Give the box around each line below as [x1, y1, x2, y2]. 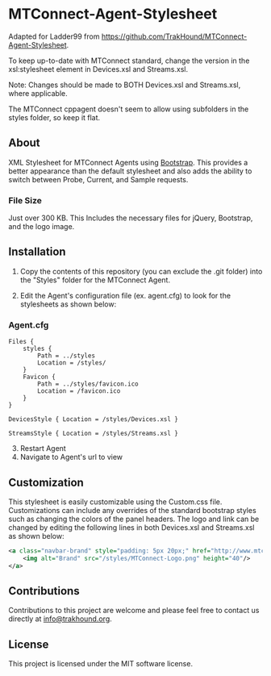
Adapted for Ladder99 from [8, 31, 100, 41]
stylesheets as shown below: [19, 299, 117, 309]
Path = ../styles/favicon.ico [37, 380, 139, 388]
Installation [8, 245, 66, 259]
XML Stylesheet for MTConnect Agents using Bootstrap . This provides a [8, 157, 248, 167]
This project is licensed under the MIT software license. [8, 659, 194, 669]
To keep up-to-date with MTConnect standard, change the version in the [8, 56, 250, 65]
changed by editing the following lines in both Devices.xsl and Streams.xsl [8, 522, 255, 532]
